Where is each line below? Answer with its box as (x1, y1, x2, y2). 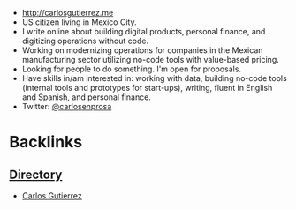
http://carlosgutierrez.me (21, 8, 114, 18)
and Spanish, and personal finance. (21, 92, 152, 102)
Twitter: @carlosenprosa (21, 101, 112, 111)
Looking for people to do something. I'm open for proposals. (21, 63, 241, 74)
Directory (9, 167, 63, 182)
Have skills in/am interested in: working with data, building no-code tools (21, 73, 287, 83)
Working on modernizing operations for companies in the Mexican (21, 45, 263, 56)
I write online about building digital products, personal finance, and (21, 26, 266, 36)
